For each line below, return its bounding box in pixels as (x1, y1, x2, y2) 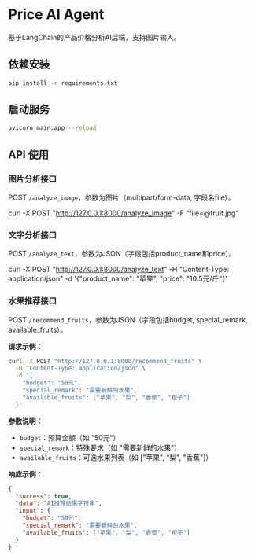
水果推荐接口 (8, 296, 57, 307)
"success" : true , (15, 492, 72, 500)
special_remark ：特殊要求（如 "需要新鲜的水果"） (19, 443, 182, 452)
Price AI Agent (8, 6, 105, 24)
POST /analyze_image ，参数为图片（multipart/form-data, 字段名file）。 (8, 193, 235, 202)
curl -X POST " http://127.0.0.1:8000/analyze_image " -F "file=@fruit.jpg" (8, 208, 239, 218)
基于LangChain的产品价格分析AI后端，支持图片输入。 (8, 32, 181, 42)
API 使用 (8, 148, 50, 161)
